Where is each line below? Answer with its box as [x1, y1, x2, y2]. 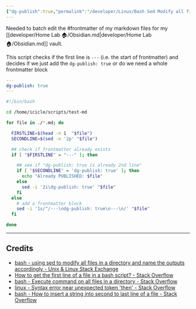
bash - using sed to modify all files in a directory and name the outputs [14, 259, 185, 266]
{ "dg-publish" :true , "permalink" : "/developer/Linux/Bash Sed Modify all [6, 8, 184, 15]
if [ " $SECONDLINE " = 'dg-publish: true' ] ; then [16, 168, 140, 174]
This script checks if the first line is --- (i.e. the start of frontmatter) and [6, 53, 179, 60]
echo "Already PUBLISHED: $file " [21, 173, 103, 179]
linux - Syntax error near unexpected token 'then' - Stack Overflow [14, 284, 176, 291]
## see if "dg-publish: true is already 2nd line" [16, 162, 142, 169]
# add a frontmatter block [16, 200, 82, 207]
